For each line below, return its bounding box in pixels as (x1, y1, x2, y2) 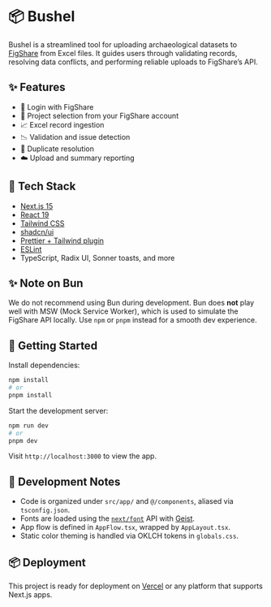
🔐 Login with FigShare (19, 102, 94, 111)
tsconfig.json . (19, 505, 71, 515)
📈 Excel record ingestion (19, 119, 105, 129)
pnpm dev (8, 436, 38, 444)
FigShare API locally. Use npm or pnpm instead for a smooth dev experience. (8, 315, 257, 325)
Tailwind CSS (19, 218, 65, 228)
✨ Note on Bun (8, 276, 84, 290)
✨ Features (8, 80, 66, 94)
